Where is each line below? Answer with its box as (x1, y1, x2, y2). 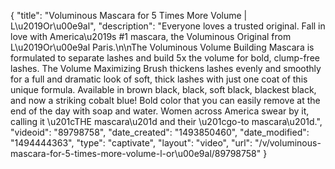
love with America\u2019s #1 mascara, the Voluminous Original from (10, 31, 292, 42)
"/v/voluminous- (254, 137, 322, 149)
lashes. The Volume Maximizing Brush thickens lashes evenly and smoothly (10, 63, 322, 74)
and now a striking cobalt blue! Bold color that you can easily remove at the (10, 95, 321, 106)
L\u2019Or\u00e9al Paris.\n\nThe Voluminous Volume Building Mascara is (10, 41, 315, 53)
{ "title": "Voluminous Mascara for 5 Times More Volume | (10, 10, 248, 21)
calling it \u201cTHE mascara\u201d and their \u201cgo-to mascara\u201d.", (10, 116, 323, 127)
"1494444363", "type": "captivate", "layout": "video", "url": (10, 137, 253, 149)
